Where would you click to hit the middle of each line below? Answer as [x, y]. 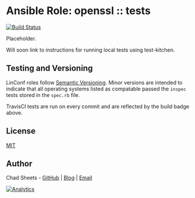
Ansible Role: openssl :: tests [78, 11]
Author [19, 164]
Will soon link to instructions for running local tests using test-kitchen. [90, 50]
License [21, 131]
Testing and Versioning [49, 68]
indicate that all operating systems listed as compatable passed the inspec [96, 89]
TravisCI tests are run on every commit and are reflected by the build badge [98, 106]
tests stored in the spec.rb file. [43, 95]
